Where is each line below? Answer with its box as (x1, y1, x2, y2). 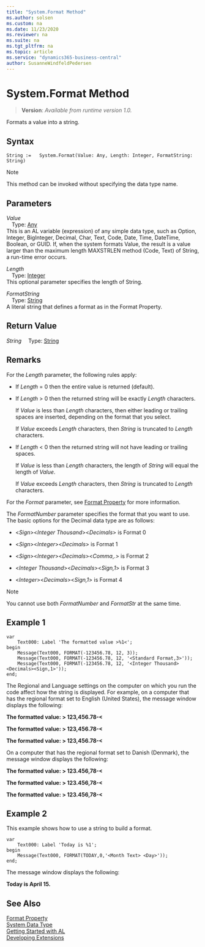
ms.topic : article (6, 49, 53, 55)
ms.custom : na (6, 20, 43, 26)
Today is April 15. (6, 880, 51, 888)
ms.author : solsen (6, 15, 53, 21)
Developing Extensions (6, 934, 64, 941)
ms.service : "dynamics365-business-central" (6, 54, 122, 61)
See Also (6, 898, 41, 908)
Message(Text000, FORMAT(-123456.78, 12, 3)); (17, 650, 138, 656)
